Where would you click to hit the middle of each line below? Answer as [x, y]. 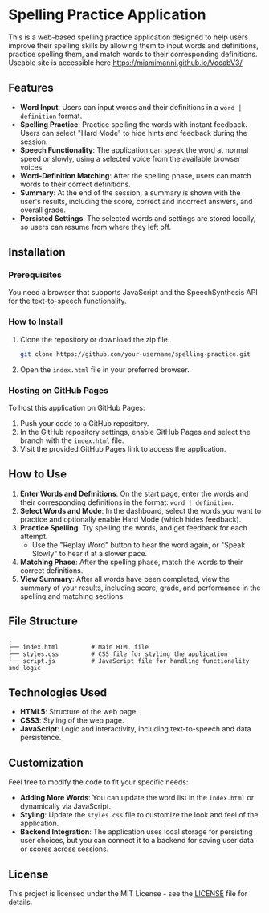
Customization [46, 762]
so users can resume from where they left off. [96, 227]
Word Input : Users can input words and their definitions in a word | [131, 107]
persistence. [41, 738]
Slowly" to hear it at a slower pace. [90, 553]
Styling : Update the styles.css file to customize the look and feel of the [139, 815]
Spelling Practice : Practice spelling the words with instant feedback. [133, 124]
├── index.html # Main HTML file [79, 647]
